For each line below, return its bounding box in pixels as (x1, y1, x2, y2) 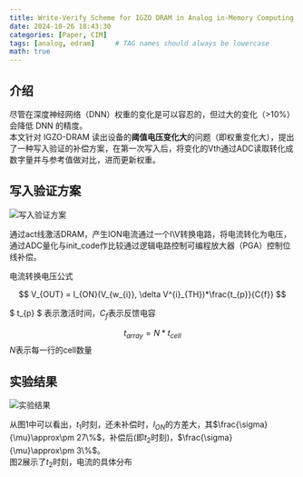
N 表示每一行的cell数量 (9, 344, 93, 355)
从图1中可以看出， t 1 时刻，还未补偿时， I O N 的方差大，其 (9, 419, 213, 432)
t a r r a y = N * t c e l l (123, 327, 181, 341)
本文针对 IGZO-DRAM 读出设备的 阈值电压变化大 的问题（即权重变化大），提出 (9, 131, 295, 142)
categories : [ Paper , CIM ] (9, 30, 107, 39)
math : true (9, 47, 51, 56)
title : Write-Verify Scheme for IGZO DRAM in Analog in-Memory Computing (9, 13, 295, 23)
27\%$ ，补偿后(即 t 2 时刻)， (76, 432, 179, 445)
